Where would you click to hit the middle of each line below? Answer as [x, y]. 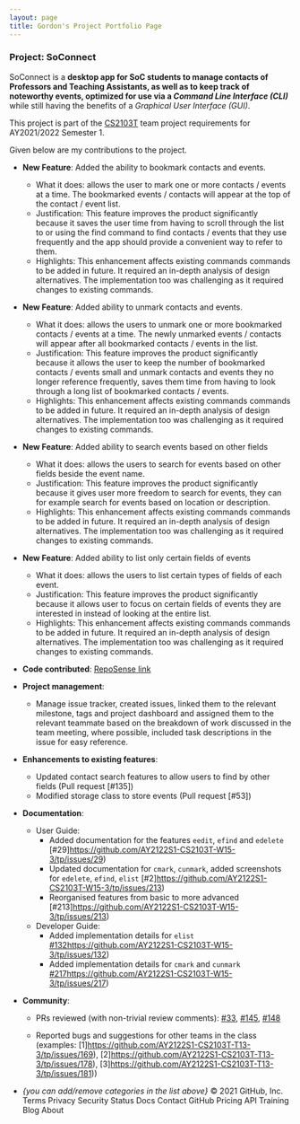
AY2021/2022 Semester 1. [57, 132]
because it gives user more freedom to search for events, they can [159, 492]
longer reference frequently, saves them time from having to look [155, 382]
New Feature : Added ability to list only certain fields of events [136, 558]
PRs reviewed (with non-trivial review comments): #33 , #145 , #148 [158, 1018]
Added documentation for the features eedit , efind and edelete [166, 839]
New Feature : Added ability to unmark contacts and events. [133, 307]
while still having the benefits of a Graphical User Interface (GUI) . [130, 105]
